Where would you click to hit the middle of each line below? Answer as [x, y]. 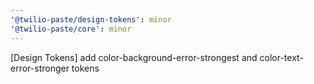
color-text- [281, 57]
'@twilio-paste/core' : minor [71, 29]
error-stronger [40, 68]
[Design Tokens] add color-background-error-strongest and [134, 57]
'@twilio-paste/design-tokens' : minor [91, 19]
